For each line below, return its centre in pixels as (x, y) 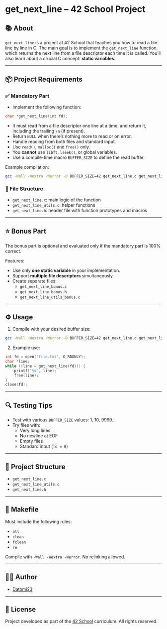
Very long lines (35, 431)
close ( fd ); (16, 384)
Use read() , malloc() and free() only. (51, 147)
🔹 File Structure (24, 189)
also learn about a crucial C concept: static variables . (60, 59)
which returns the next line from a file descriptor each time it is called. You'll (83, 53)
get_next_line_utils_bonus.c (50, 297)
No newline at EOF (39, 436)
